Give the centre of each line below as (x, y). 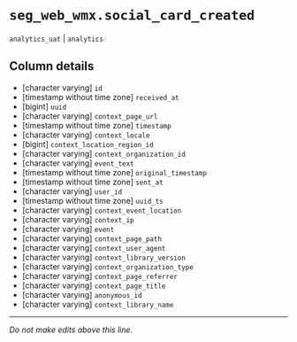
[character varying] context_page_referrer (100, 276)
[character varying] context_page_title (94, 285)
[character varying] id (62, 88)
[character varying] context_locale (86, 135)
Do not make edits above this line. (71, 330)
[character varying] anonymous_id (82, 294)
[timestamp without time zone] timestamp (96, 125)
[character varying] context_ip (78, 219)
